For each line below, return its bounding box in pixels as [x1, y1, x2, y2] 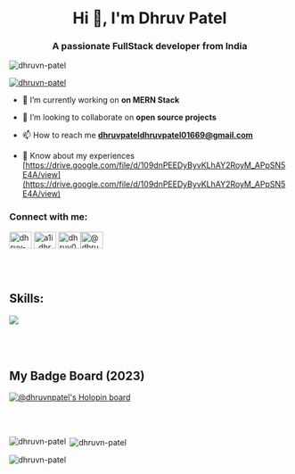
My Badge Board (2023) [9, 368, 145, 383]
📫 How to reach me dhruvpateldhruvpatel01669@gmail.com [21, 129, 254, 141]
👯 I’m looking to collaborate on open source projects [21, 112, 217, 123]
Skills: [9, 291, 45, 306]
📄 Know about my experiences [21, 151, 135, 162]
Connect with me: [9, 211, 88, 223]
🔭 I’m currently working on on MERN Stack [21, 95, 180, 105]
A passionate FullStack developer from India [52, 40, 248, 53]
